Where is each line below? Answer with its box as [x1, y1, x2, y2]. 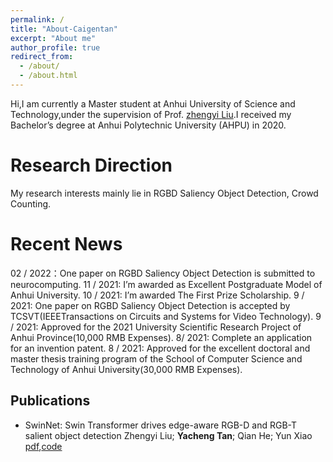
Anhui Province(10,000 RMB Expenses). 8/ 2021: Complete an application [10, 331, 313, 343]
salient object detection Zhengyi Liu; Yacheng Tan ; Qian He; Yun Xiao [24, 429, 313, 441]
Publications [10, 392, 91, 410]
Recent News [10, 233, 123, 255]
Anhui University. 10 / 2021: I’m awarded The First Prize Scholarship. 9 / [10, 289, 305, 301]
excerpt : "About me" [10, 33, 97, 43]
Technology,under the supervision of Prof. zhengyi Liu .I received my [10, 108, 292, 120]
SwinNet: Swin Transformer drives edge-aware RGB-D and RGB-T [24, 419, 298, 431]
